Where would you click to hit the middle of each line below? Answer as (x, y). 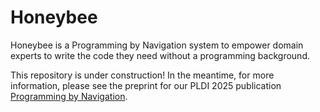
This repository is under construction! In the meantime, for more (142, 75)
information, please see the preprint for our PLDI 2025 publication (146, 85)
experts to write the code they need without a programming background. (160, 55)
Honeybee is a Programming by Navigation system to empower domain (157, 45)
